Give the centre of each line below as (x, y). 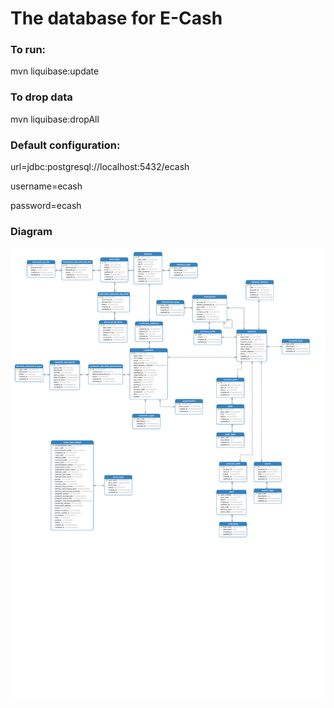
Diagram (31, 231)
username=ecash (46, 186)
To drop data (41, 97)
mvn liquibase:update (55, 71)
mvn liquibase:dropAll (55, 119)
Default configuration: (65, 145)
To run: (28, 50)
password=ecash (46, 206)
